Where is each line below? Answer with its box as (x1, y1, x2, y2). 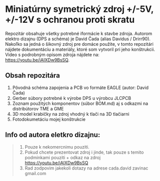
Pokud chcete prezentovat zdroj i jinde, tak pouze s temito (24, 149, 144, 155)
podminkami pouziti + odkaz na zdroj (24, 154, 101, 160)
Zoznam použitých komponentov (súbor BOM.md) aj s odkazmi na (12, 100, 148, 106)
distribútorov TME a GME (12, 105, 64, 111)
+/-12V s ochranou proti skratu (5, 14, 135, 25)
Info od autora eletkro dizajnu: (5, 131, 100, 139)
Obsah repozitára (5, 71, 60, 80)
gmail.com (24, 170, 46, 176)
